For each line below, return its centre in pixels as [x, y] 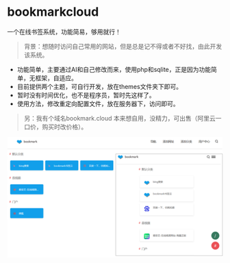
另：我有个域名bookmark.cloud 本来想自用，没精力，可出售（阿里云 [119, 118]
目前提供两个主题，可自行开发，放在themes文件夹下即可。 [100, 86]
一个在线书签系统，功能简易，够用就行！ [64, 32]
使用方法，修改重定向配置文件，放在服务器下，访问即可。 [98, 103]
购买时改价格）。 [65, 127]
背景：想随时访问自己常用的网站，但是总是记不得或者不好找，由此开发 [123, 46]
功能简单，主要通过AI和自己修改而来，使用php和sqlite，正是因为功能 [114, 69]
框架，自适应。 [56, 78]
